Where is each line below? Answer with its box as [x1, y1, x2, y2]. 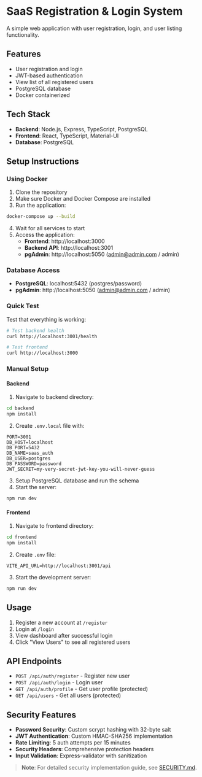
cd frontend [6, 534, 37, 541]
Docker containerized [15, 91, 71, 99]
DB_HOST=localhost [6, 439, 53, 446]
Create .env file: [15, 551, 56, 558]
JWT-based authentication [15, 72, 83, 79]
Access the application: [15, 231, 75, 239]
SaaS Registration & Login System [6, 4, 183, 18]
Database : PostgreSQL [15, 138, 74, 145]
